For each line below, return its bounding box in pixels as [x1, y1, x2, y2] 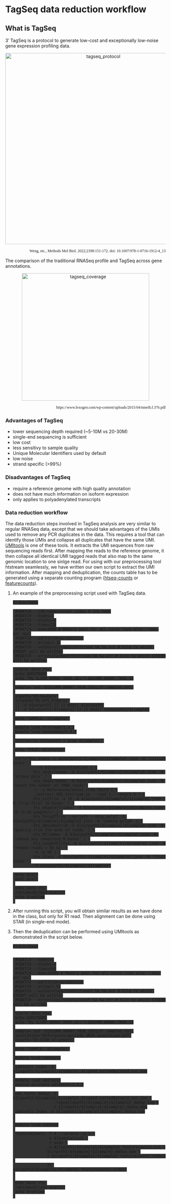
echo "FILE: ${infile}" [15, 747, 66, 752]
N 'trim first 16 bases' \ [12, 801, 75, 806]
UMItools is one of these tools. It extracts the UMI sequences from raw [5, 542, 154, 548]
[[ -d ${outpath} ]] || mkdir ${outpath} [15, 702, 104, 707]
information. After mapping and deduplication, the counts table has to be [5, 569, 158, 575]
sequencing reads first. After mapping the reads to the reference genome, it [5, 547, 164, 554]
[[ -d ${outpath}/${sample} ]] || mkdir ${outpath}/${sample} [15, 707, 150, 712]
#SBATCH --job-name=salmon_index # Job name [15, 608, 111, 614]
